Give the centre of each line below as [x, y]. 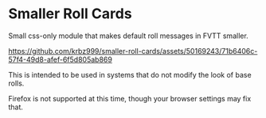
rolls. [16, 83]
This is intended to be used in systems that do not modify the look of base [130, 74]
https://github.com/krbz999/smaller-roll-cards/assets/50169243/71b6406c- [133, 51]
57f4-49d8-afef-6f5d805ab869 [61, 59]
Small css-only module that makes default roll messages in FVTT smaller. [128, 36]
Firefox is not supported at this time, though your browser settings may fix [130, 98]
